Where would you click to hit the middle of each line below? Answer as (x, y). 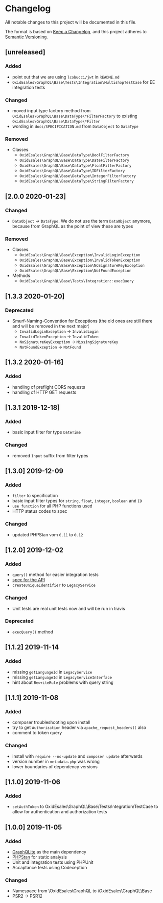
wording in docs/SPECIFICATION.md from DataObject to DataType (75, 126)
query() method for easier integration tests (55, 575)
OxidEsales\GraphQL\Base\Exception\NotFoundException (75, 271)
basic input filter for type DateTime (47, 432)
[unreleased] (25, 52)
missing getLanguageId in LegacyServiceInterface (62, 677)
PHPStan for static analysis (39, 857)
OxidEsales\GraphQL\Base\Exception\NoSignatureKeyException (82, 266)
